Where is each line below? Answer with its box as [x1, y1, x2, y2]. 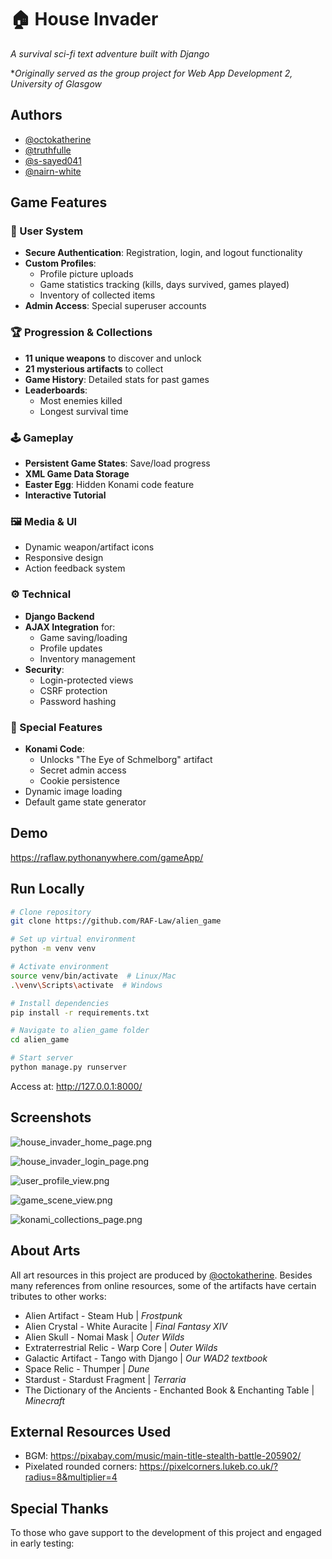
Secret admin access [39, 764, 127, 776]
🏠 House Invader [10, 8, 159, 31]
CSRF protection [39, 684, 108, 696]
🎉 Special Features [10, 720, 103, 734]
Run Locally [10, 881, 85, 898]
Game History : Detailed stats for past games [24, 373, 210, 385]
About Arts [10, 1242, 81, 1260]
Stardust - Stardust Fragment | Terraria [24, 1373, 187, 1385]
